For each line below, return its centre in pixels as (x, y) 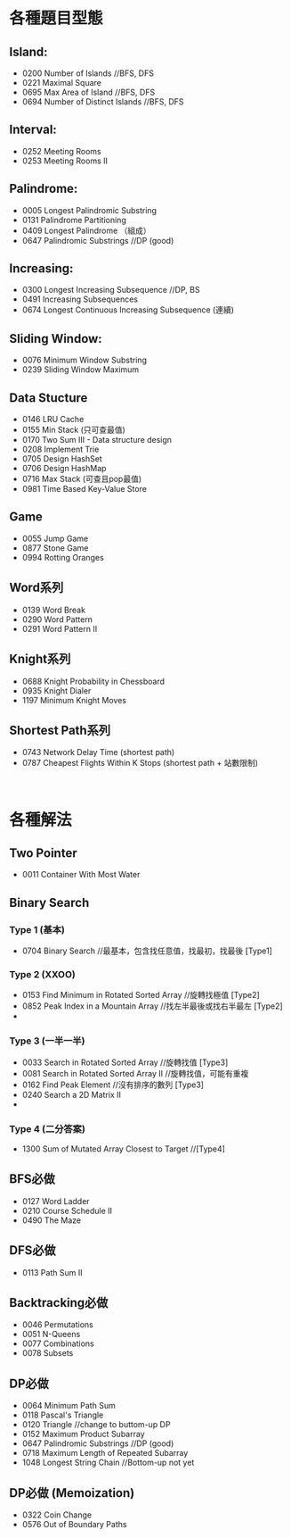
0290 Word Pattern (57, 619)
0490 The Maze (52, 1220)
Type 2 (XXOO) (42, 974)
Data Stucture (48, 398)
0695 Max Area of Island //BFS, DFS (89, 92)
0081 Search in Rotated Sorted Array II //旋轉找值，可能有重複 (135, 1073)
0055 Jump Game (55, 538)
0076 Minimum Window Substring (84, 360)
